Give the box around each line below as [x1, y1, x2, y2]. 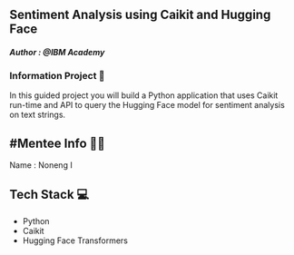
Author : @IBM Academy [9, 46, 105, 57]
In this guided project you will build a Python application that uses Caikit [9, 90, 279, 101]
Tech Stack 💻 [9, 187, 90, 202]
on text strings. [9, 109, 66, 121]
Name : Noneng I [9, 160, 73, 171]
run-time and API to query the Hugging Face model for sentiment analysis [9, 100, 286, 111]
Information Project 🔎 [9, 69, 105, 82]
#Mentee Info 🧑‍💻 [9, 135, 106, 151]
